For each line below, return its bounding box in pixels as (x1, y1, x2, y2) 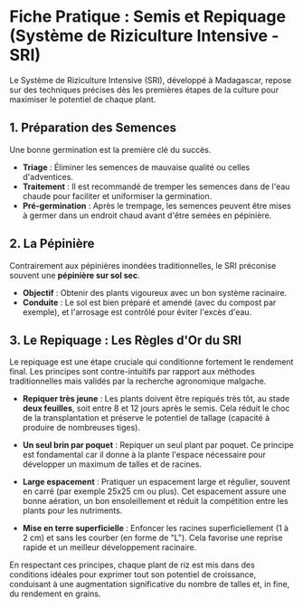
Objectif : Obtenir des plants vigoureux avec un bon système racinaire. (22, 287, 288, 298)
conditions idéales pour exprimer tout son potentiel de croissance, (9, 569, 257, 580)
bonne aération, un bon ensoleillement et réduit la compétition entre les (22, 496, 289, 507)
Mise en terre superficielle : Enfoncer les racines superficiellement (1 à (22, 523, 289, 534)
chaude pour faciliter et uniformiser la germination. (22, 190, 213, 201)
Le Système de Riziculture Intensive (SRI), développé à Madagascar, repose (9, 74, 292, 85)
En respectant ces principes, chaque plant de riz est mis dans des (9, 559, 255, 571)
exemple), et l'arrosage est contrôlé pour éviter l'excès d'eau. (22, 306, 252, 318)
